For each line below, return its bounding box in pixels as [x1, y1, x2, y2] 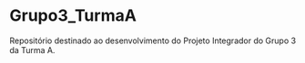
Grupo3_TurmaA [9, 5, 137, 26]
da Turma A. [9, 44, 56, 55]
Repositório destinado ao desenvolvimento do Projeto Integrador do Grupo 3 [9, 35, 297, 46]
